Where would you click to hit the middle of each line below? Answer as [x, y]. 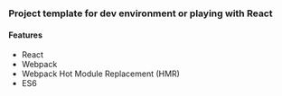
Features [25, 35]
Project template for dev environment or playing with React [141, 13]
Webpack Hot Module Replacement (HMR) [100, 74]
